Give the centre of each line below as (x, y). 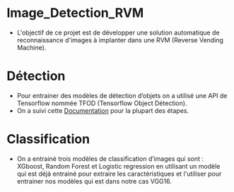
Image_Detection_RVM (75, 13)
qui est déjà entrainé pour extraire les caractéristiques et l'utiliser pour (119, 174)
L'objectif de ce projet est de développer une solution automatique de (118, 32)
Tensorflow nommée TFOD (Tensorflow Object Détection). (102, 103)
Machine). (31, 47)
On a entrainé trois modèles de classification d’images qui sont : (110, 158)
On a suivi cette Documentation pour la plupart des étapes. (103, 110)
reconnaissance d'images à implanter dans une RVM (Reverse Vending (120, 40)
